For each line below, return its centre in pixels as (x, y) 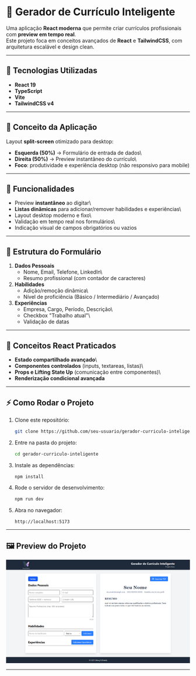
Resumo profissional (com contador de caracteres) (84, 278)
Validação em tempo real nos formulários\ (65, 222)
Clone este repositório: (42, 420)
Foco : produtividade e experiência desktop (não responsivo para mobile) (102, 165)
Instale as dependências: (44, 465)
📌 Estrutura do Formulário (54, 252)
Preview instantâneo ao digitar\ (53, 203)
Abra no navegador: (38, 511)
